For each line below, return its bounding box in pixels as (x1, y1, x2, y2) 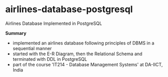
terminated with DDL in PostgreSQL (12, 56, 88, 62)
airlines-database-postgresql (5, 4, 133, 15)
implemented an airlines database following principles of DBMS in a (12, 40, 154, 46)
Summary (5, 30, 26, 36)
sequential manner (12, 45, 52, 51)
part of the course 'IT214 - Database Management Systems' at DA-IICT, (12, 61, 163, 67)
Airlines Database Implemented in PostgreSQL (5, 20, 102, 26)
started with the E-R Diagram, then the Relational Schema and (12, 51, 143, 57)
